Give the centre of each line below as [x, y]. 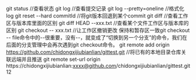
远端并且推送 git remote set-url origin [56, 59]
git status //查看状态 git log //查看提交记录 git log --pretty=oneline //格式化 [95, 8]
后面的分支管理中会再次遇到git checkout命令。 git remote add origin [88, 45]
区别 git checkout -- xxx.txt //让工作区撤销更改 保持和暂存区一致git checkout [98, 30]
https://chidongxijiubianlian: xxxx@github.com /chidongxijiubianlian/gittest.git [98, 66]
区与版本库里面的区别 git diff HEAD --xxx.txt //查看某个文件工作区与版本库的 [97, 23]
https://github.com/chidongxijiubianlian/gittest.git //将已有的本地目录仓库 [94, 52]
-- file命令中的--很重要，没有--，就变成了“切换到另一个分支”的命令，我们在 [97, 37]
